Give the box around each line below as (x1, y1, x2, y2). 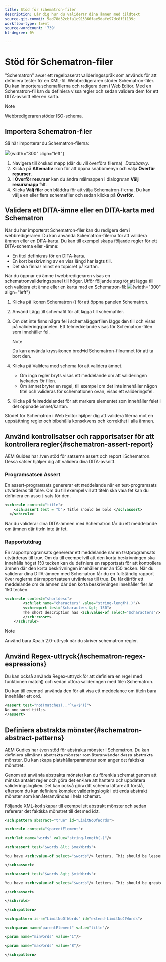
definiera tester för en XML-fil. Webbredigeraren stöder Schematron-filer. (5, 77, 155, 83)
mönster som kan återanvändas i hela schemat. (5, 793, 101, 799)
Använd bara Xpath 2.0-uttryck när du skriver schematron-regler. (5, 637, 138, 643)
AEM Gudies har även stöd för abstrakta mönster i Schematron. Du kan (5, 747, 149, 753)
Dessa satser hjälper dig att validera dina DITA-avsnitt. (5, 459, 116, 465)
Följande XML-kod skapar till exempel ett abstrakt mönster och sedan (5, 803, 147, 809)
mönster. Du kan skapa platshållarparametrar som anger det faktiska (5, 757, 145, 763)
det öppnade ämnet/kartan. (12, 403, 68, 409)
